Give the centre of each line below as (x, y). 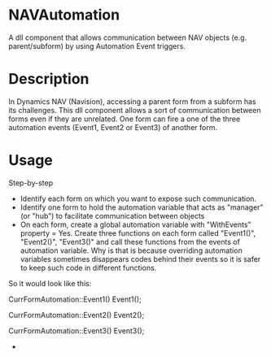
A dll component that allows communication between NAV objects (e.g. (128, 37)
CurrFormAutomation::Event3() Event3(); (76, 330)
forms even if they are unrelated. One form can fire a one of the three (125, 119)
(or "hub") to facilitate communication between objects (112, 216)
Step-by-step (31, 183)
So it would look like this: (50, 283)
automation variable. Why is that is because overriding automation (131, 250)
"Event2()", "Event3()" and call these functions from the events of (130, 242)
